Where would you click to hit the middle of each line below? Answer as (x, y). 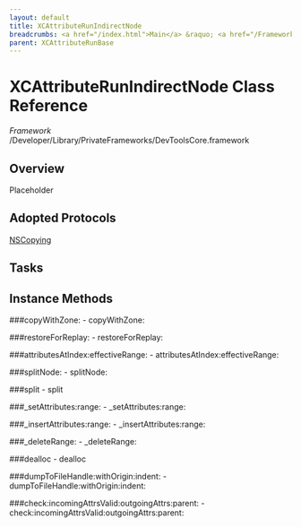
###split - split (36, 390)
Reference (48, 106)
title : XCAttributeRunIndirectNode (76, 26)
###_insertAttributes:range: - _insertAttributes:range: (107, 424)
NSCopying (30, 239)
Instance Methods (61, 298)
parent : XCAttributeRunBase (62, 43)
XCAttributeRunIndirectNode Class (142, 87)
